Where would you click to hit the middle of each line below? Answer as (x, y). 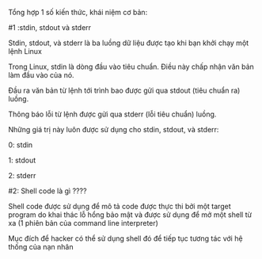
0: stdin (21, 145)
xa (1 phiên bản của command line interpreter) (83, 223)
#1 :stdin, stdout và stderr (50, 27)
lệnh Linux (25, 51)
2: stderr (22, 175)
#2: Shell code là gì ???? (47, 191)
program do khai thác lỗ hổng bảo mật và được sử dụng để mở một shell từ (130, 215)
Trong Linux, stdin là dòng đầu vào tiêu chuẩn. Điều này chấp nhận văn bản (131, 67)
